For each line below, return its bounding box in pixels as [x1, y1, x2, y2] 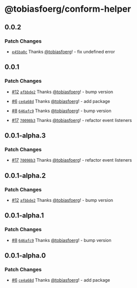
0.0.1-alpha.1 [4, 212, 45, 220]
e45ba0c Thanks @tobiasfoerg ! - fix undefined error [11, 48, 115, 54]
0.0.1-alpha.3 [4, 131, 46, 140]
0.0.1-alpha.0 [4, 251, 46, 260]
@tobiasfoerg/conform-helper [4, 3, 131, 15]
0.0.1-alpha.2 [4, 171, 46, 180]
